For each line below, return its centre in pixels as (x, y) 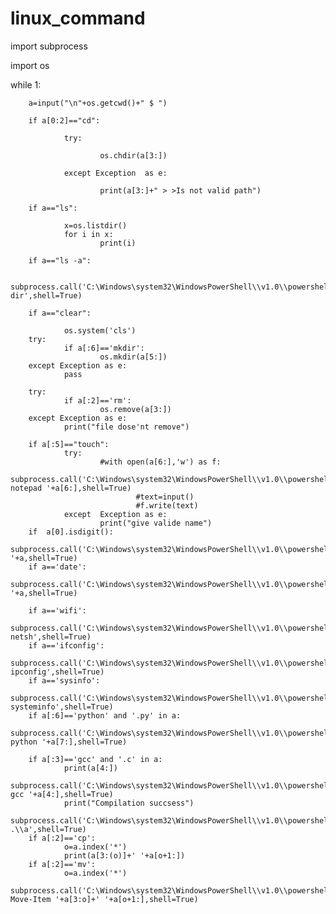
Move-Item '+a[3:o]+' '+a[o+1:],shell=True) (104, 899)
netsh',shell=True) (51, 637)
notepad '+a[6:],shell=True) (71, 488)
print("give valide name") (156, 523)
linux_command (78, 18)
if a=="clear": (60, 313)
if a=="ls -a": (60, 260)
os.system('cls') (100, 330)
